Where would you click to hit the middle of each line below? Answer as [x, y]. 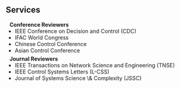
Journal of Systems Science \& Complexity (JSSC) [78, 78]
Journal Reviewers [34, 59]
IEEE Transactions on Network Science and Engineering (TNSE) [94, 65]
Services [23, 10]
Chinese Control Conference [50, 44]
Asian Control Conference [47, 50]
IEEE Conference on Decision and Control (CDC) [76, 31]
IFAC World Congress [42, 37]
